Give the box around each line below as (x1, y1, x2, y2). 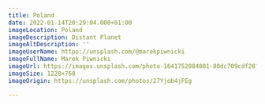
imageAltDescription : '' (8, 41, 90, 48)
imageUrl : (8, 63, 41, 70)
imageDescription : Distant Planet (8, 33, 122, 41)
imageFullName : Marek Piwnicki (8, 56, 111, 63)
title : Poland (8, 11, 55, 20)
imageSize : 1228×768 (8, 70, 77, 77)
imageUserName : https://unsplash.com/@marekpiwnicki (8, 48, 185, 56)
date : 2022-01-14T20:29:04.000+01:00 (8, 19, 132, 27)
